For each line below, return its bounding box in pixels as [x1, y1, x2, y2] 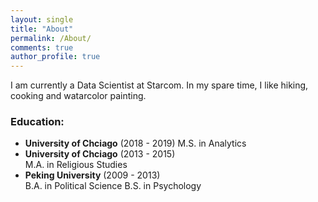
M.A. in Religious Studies [24, 159, 128, 171]
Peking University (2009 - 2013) [24, 169, 161, 181]
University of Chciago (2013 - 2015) [24, 148, 176, 160]
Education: [10, 115, 65, 129]
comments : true [10, 42, 74, 53]
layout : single [10, 14, 74, 25]
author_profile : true [10, 52, 101, 62]
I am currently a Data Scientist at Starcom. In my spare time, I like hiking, [10, 79, 309, 91]
